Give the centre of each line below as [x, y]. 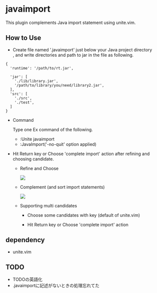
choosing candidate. [33, 159]
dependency [25, 240]
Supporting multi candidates [48, 205]
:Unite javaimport [37, 139]
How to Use [23, 38]
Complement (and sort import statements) [62, 187]
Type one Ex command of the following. [53, 129]
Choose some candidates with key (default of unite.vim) [84, 215]
